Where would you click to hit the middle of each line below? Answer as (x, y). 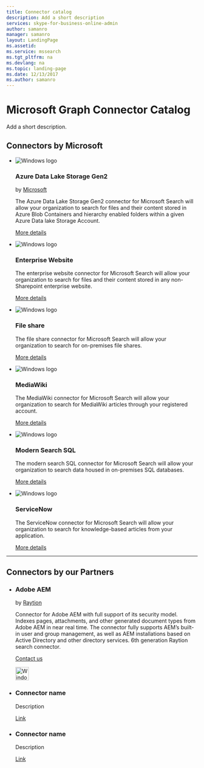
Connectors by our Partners (60, 572)
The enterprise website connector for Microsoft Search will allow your (102, 273)
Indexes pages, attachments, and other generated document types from (105, 621)
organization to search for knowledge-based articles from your (94, 529)
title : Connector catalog (39, 12)
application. (30, 536)
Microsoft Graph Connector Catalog (98, 110)
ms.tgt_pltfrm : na (29, 57)
